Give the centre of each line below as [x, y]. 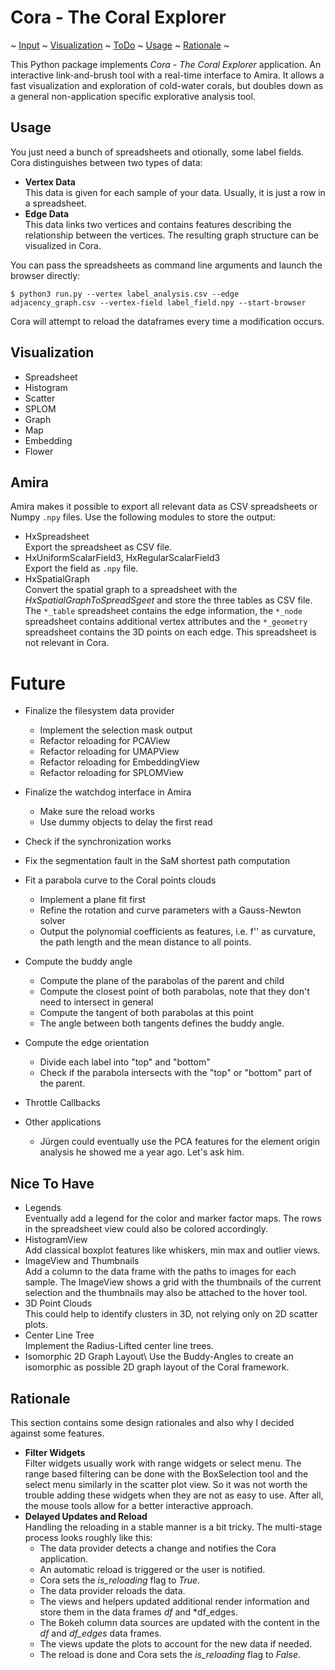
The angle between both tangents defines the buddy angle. [162, 1023]
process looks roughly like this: [88, 1537]
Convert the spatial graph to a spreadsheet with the [131, 590]
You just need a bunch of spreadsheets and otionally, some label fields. [157, 152]
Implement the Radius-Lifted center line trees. [119, 1346]
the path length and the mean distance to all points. [145, 942]
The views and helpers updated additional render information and [174, 1601]
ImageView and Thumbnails [82, 1261]
